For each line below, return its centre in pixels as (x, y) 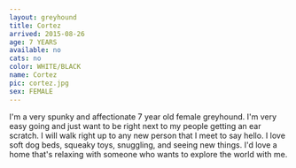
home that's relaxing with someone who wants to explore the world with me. (148, 154)
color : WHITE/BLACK (45, 67)
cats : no (25, 58)
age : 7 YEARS (33, 42)
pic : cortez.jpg (39, 83)
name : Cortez (33, 75)
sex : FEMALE (31, 91)
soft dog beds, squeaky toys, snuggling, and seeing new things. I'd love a (143, 145)
